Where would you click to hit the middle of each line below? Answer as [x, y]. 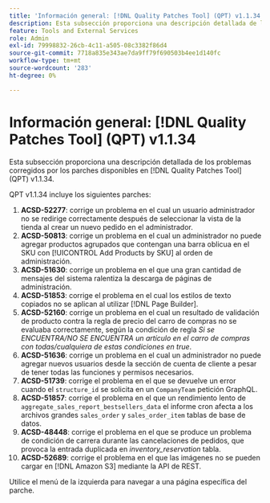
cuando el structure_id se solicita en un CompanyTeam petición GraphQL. [139, 389]
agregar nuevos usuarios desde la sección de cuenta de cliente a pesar [139, 363]
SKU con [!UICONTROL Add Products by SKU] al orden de [117, 252]
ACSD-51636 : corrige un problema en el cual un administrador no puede [141, 355]
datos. [31, 423]
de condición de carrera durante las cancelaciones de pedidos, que [132, 440]
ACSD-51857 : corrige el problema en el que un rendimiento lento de [133, 398]
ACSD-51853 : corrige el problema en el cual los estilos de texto [126, 295]
